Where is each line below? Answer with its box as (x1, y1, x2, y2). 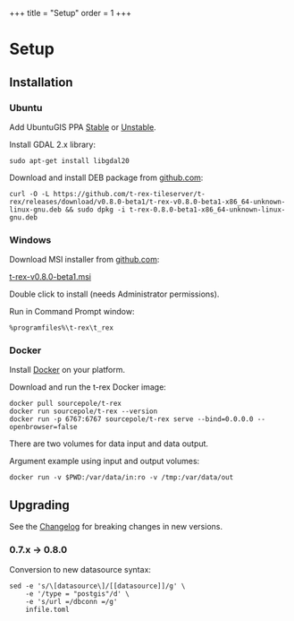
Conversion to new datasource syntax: (9, 564, 152, 574)
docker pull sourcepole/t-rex (9, 399, 122, 409)
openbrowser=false (9, 423, 78, 432)
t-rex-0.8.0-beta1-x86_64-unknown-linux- (129, 205, 286, 214)
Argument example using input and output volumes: (9, 456, 200, 467)
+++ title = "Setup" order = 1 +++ (9, 8, 132, 18)
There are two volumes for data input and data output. (9, 438, 208, 449)
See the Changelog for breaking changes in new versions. (9, 522, 223, 532)
